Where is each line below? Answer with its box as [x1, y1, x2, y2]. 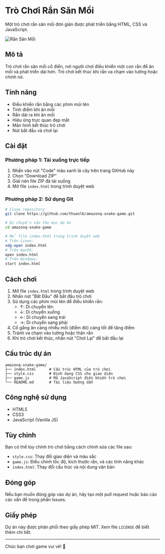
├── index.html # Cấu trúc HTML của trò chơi [5, 367, 111, 372]
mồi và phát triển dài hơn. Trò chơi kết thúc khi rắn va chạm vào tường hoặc [5, 69, 158, 74]
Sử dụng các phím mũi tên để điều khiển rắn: [12, 298, 103, 304]
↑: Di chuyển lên [19, 304, 54, 310]
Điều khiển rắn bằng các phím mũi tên [12, 101, 89, 107]
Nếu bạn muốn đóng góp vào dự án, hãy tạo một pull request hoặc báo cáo [5, 491, 157, 497]
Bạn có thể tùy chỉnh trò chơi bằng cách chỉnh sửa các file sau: [5, 444, 133, 450]
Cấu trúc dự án [5, 349, 52, 358]
